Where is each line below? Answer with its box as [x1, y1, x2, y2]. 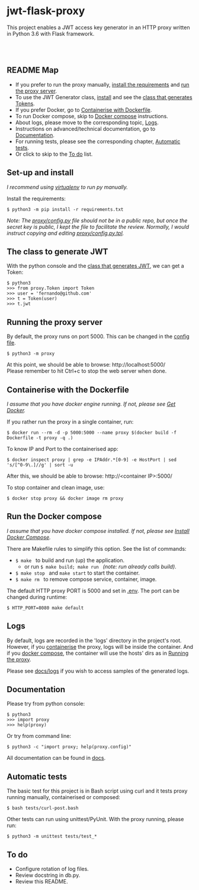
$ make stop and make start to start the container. [15, 569, 140, 576]
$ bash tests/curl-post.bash [7, 805, 79, 812]
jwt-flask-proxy [7, 4, 85, 18]
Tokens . [15, 100, 35, 107]
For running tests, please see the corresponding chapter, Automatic [15, 138, 181, 145]
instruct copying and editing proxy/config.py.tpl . [7, 229, 124, 236]
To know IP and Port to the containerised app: [7, 446, 118, 452]
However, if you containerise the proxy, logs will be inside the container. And [7, 643, 194, 650]
